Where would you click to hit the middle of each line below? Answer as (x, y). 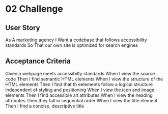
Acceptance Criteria (38, 61)
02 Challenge (34, 9)
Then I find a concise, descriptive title (45, 106)
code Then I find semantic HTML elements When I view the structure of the (84, 79)
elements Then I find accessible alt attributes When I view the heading (79, 95)
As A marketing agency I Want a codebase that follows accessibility (76, 40)
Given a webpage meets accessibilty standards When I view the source (80, 73)
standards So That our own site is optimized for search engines (72, 45)
